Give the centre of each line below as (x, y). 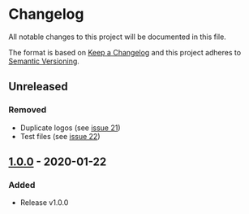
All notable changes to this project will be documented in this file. (118, 37)
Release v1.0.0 (44, 203)
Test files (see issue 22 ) (60, 136)
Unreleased (39, 87)
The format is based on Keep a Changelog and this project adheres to (125, 52)
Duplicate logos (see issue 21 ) (70, 128)
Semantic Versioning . (44, 61)
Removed (28, 110)
